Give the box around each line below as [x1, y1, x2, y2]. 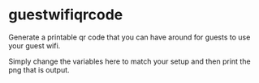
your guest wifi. [8, 40, 61, 50]
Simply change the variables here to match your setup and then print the [8, 56, 251, 66]
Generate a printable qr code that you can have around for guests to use [8, 32, 251, 42]
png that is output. [8, 64, 71, 74]
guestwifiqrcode [8, 6, 123, 24]
